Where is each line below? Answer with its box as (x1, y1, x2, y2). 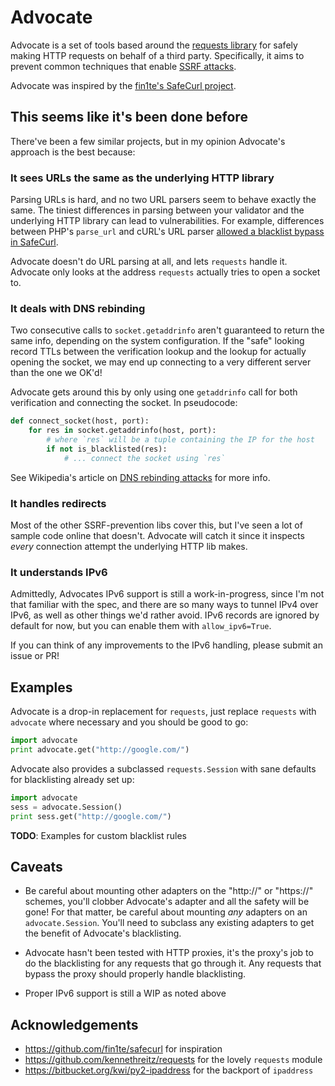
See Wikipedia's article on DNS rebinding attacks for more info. (10, 471, 271, 483)
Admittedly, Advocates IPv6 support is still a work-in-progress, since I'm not (10, 588, 325, 600)
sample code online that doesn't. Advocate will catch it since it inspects (10, 530, 305, 542)
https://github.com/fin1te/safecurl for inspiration (24, 1043, 223, 1055)
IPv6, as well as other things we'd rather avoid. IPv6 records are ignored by (10, 609, 320, 621)
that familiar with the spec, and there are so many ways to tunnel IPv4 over (10, 599, 319, 611)
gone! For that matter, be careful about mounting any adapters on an (24, 906, 308, 918)
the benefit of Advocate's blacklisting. (24, 927, 182, 940)
